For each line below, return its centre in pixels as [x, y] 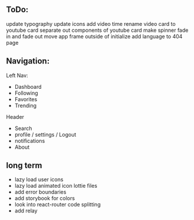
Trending [26, 105]
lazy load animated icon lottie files [56, 186]
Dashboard [28, 86]
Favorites [26, 99]
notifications [30, 141]
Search [23, 128]
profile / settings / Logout [45, 134]
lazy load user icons [39, 179]
